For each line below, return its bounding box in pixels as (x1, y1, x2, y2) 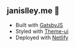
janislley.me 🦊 (7, 6, 60, 16)
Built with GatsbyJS (15, 21, 63, 28)
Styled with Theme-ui (15, 28, 69, 35)
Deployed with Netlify (15, 33, 69, 41)
